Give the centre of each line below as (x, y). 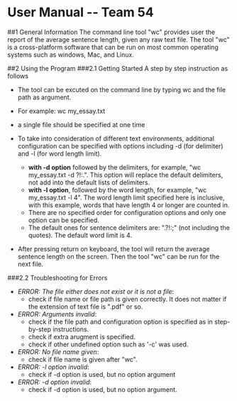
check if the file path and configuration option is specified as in (120, 322)
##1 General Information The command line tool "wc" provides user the (111, 32)
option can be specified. (64, 220)
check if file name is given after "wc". (83, 359)
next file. (31, 264)
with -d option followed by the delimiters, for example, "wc (114, 167)
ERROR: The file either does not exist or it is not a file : (96, 291)
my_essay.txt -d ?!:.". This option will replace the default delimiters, (126, 175)
